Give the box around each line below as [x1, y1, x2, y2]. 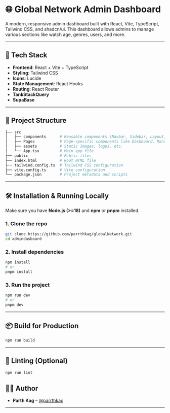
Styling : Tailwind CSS [12, 70, 58, 76]
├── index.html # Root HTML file [5, 158, 96, 163]
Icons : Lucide [12, 75, 41, 81]
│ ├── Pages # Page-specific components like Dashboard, [5, 139, 155, 144]
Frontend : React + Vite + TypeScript [12, 64, 89, 71]
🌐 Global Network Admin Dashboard [5, 4, 161, 15]
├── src [5, 129, 22, 135]
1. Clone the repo [5, 220, 48, 227]
